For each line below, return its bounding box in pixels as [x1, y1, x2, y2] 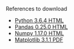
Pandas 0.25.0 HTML [14, 24, 68, 30]
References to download [6, 5, 68, 12]
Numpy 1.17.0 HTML [14, 30, 64, 37]
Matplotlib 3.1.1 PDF [14, 36, 64, 43]
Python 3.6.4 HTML [14, 17, 64, 24]
